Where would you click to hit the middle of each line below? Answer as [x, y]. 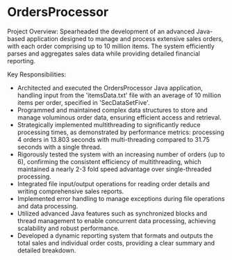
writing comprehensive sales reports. [71, 191]
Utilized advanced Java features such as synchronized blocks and [112, 213]
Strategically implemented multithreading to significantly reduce [109, 124]
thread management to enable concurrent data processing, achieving [116, 220]
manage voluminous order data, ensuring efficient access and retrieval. [119, 117]
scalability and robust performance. [68, 228]
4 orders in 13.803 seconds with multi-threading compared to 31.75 [114, 139]
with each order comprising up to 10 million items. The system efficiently [111, 46]
